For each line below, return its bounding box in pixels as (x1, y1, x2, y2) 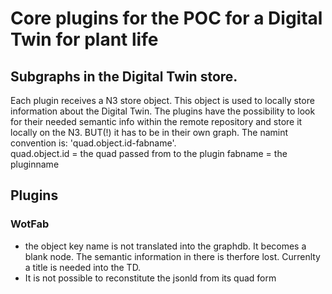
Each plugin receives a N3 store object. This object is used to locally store (10, 95, 315, 106)
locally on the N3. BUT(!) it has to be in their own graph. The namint (10, 127, 289, 138)
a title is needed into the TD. (24, 261, 142, 273)
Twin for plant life (10, 28, 159, 51)
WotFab (10, 217, 50, 231)
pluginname (10, 158, 60, 170)
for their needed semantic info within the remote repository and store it (10, 116, 303, 127)
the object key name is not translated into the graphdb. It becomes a (24, 240, 307, 252)
